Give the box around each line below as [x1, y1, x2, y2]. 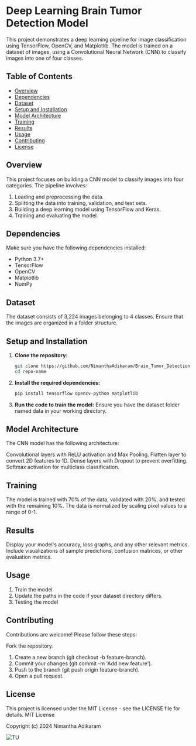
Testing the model [14, 598, 59, 605]
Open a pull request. [14, 672, 64, 679]
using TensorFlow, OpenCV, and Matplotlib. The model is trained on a [6, 42, 173, 49]
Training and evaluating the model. [14, 212, 98, 219]
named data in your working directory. [14, 407, 107, 414]
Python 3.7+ [14, 256, 44, 263]
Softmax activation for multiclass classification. [6, 464, 120, 471]
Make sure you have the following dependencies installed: [6, 244, 146, 251]
